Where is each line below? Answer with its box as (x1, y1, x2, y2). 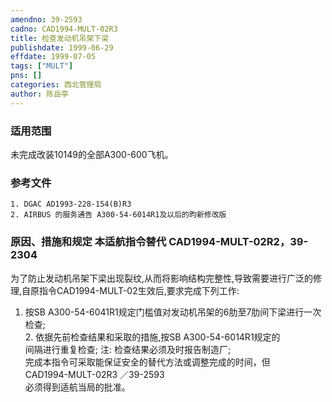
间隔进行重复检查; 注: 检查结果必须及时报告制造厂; (24, 343, 232, 355)
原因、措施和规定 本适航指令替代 (10, 235, 167, 249)
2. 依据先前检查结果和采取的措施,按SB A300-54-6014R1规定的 (24, 331, 281, 343)
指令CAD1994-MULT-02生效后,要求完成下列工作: (39, 284, 240, 296)
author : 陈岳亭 (10, 89, 69, 99)
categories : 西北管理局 (10, 80, 102, 90)
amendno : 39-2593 (10, 14, 83, 25)
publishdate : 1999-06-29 (10, 42, 114, 53)
